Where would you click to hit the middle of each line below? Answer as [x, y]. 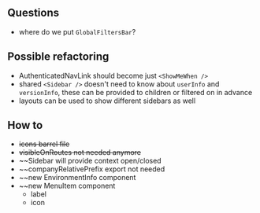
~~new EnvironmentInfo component [77, 178]
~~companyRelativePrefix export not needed [92, 169]
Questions [33, 13]
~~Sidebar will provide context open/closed [90, 161]
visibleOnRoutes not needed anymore [80, 152]
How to [25, 125]
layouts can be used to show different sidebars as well [107, 101]
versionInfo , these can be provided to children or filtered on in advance [136, 92]
